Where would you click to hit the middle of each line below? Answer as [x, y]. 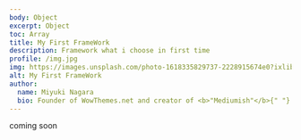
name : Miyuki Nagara [56, 92]
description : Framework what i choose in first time [110, 51]
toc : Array [30, 34]
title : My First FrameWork [60, 42]
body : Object [34, 17]
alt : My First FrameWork [56, 76]
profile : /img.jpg [43, 59]
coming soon [34, 126]
